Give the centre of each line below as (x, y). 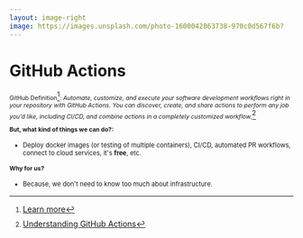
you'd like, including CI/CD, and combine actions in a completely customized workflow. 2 (133, 115)
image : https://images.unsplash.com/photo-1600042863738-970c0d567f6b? (147, 26)
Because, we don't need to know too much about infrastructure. (118, 184)
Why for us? (27, 169)
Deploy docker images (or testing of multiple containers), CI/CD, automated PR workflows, (156, 145)
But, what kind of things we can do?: (62, 130)
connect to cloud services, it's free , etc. (82, 153)
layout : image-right (48, 18)
